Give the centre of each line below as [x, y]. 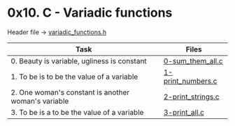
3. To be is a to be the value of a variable [77, 112]
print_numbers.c [190, 81]
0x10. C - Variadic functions [90, 13]
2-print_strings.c [191, 97]
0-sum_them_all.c [193, 61]
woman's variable [40, 101]
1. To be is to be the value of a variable [74, 77]
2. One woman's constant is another [70, 92]
